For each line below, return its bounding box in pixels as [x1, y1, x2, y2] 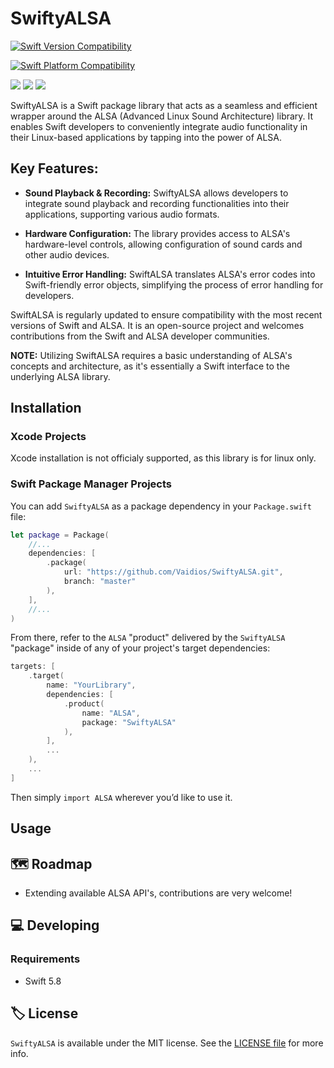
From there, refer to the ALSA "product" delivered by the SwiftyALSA [10, 632, 286, 644]
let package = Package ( [10, 530, 110, 540]
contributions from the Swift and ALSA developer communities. [10, 330, 270, 342]
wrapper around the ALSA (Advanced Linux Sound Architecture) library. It [10, 110, 314, 122]
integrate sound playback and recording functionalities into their [24, 197, 290, 209]
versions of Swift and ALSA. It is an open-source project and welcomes [10, 319, 305, 331]
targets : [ [10, 662, 56, 672]
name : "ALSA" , [81, 708, 141, 718]
